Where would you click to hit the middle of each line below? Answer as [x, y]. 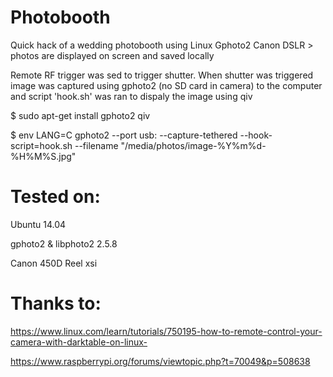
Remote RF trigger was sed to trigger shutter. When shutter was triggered [162, 75]
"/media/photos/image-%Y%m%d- [193, 145]
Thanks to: [56, 303]
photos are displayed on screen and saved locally [112, 55]
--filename [96, 145]
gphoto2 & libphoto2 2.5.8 [64, 243]
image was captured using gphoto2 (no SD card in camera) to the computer [166, 85]
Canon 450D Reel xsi [54, 263]
